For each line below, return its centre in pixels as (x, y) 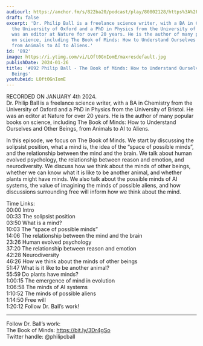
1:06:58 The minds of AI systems (47, 287)
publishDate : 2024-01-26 (37, 62)
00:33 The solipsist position (41, 217)
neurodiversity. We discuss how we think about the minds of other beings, (98, 166)
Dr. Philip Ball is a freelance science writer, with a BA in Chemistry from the (99, 103)
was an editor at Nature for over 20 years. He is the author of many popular (100, 116)
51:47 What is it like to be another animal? (58, 268)
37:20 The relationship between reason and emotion (72, 249)
